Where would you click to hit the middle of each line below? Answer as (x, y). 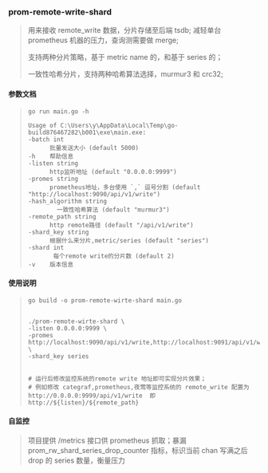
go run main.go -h (58, 111)
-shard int (46, 247)
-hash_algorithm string (67, 201)
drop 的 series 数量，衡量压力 (77, 460)
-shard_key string (58, 232)
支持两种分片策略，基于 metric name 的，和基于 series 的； (125, 57)
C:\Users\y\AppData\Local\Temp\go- (119, 125)
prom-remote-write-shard (60, 12)
